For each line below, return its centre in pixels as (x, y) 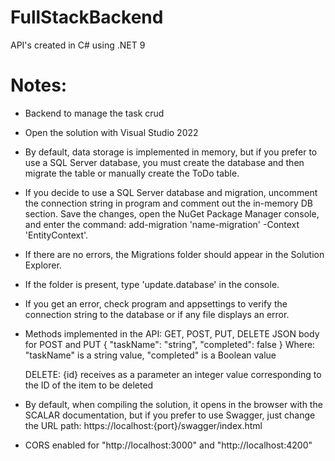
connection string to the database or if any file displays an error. (157, 314)
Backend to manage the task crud (94, 113)
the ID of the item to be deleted (89, 385)
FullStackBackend (87, 17)
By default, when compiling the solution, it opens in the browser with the (173, 404)
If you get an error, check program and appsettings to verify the (156, 303)
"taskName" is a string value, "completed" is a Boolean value (150, 355)
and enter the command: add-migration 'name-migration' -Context (162, 224)
